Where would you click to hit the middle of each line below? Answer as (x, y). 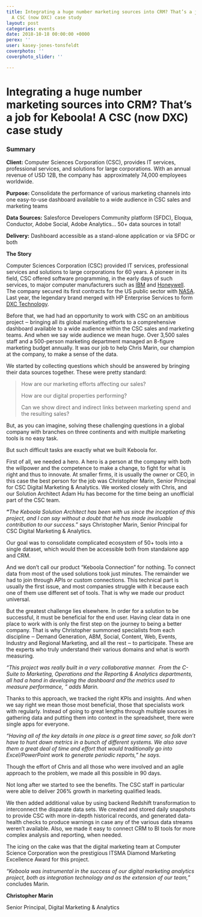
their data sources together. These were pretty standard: (76, 372)
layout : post (23, 23)
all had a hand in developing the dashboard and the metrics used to (91, 681)
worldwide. (20, 182)
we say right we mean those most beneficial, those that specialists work (95, 705)
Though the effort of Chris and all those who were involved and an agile (95, 767)
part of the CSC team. (33, 500)
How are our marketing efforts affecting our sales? (83, 384)
